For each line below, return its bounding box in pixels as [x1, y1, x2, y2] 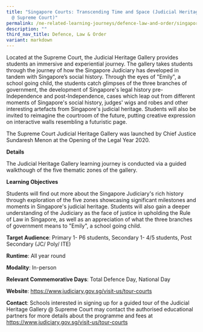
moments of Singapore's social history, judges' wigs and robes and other [6, 99, 188, 106]
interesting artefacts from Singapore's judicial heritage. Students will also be [6, 106, 196, 112]
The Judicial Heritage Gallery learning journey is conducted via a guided [6, 160, 187, 167]
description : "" [6, 25, 47, 32]
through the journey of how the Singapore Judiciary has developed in [6, 67, 179, 73]
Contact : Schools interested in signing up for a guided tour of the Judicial [6, 299, 190, 307]
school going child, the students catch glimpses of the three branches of [6, 80, 187, 87]
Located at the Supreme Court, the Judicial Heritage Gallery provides [6, 54, 179, 61]
